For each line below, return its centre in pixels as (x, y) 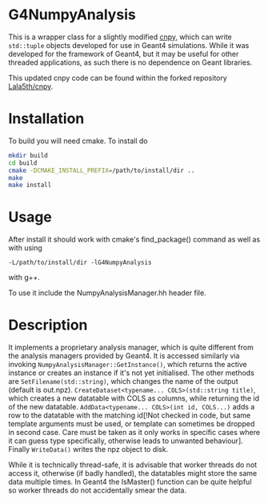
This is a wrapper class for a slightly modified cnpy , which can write (120, 37)
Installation (46, 119)
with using (25, 248)
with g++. (24, 277)
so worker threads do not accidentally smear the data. (97, 490)
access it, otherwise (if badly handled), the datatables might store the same (133, 473)
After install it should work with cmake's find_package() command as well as (134, 240)
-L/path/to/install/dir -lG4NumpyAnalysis (80, 263)
